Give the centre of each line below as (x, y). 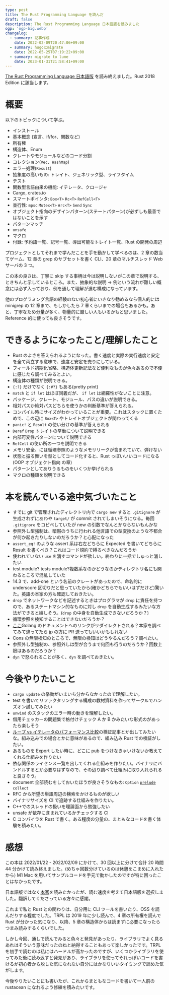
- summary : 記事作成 (30, 38)
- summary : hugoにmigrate (36, 47)
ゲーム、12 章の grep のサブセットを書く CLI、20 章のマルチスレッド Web (86, 259)
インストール (26, 130)
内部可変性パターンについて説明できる (52, 437)
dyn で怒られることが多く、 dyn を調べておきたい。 (64, 657)
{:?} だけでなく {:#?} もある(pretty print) (55, 387)
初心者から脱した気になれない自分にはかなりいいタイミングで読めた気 (91, 964)
